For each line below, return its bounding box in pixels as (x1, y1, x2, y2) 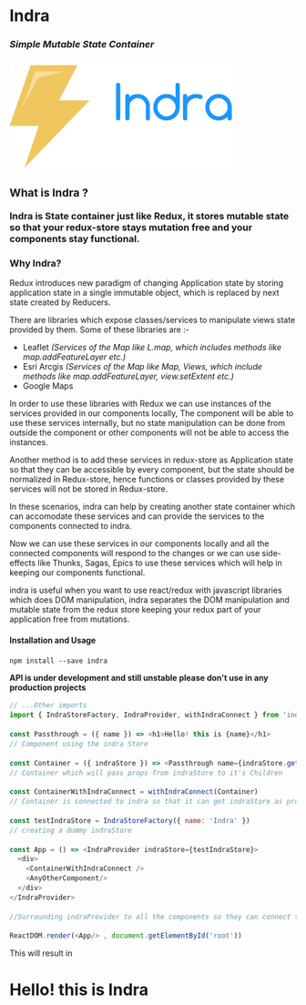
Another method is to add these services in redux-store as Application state (9, 454, 294, 465)
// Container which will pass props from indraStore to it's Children (9, 768, 283, 777)
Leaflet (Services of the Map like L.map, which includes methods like (22, 342, 282, 353)
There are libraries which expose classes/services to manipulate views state (9, 315, 296, 326)
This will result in (9, 948, 73, 959)
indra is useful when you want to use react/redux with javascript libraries (9, 584, 282, 596)
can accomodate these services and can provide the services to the (9, 511, 265, 522)
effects (9, 557, 36, 569)
